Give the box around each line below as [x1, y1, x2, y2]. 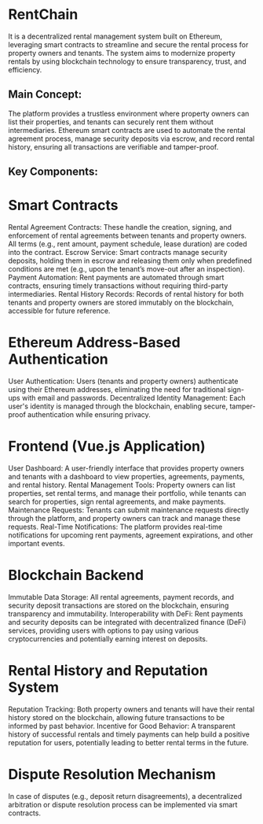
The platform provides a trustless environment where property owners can [8, 109, 250, 118]
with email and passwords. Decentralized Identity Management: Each [22, 394, 246, 403]
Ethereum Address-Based [8, 334, 181, 352]
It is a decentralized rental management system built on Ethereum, [8, 31, 223, 41]
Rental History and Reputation [8, 662, 208, 680]
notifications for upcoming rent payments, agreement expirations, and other [8, 530, 254, 540]
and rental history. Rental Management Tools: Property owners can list [8, 480, 236, 490]
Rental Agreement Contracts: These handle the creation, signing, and [8, 223, 232, 232]
